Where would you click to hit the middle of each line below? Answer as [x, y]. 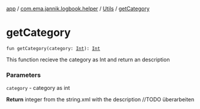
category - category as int [38, 88]
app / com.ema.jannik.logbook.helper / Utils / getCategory [78, 9]
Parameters [23, 75]
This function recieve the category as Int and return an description [88, 60]
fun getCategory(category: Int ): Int [53, 48]
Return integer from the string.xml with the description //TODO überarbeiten [100, 99]
